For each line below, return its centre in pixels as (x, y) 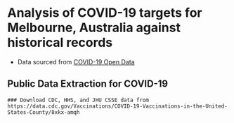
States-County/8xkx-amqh (44, 112)
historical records (60, 43)
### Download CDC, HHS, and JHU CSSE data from (78, 100)
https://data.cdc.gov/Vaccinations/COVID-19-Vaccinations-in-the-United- (118, 106)
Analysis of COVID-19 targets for (105, 13)
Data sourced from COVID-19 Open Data (76, 61)
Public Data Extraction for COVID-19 (88, 84)
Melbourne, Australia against (94, 28)
